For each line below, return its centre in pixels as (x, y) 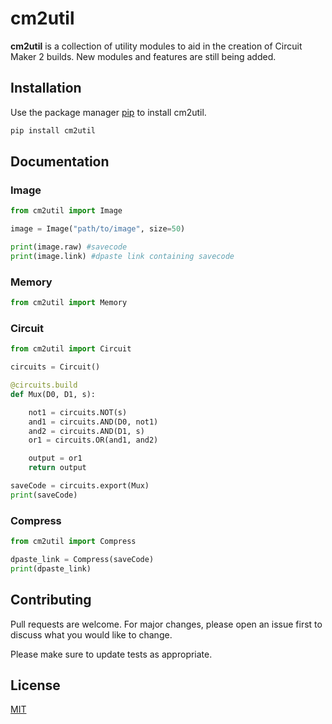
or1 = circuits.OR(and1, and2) (93, 440)
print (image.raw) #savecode (69, 247)
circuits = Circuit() (55, 367)
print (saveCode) (44, 495)
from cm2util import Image (66, 211)
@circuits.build (44, 385)
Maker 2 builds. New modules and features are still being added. (143, 56)
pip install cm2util (53, 130)
